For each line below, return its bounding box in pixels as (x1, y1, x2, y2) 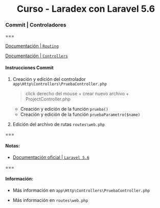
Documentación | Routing (5, 43, 59, 49)
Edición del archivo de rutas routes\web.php (12, 121, 105, 127)
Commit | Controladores (5, 22, 66, 29)
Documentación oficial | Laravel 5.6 (12, 154, 89, 160)
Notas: (5, 143, 20, 149)
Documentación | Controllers (5, 53, 68, 59)
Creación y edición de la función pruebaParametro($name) (20, 111, 141, 117)
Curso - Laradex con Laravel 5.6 (16, 3, 155, 15)
